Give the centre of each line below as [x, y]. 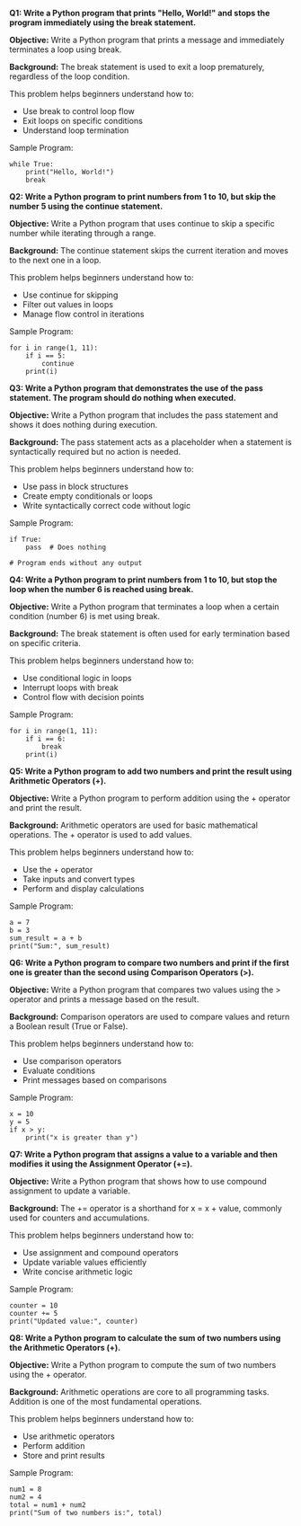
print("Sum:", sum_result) [60, 946]
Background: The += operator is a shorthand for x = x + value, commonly [146, 1208]
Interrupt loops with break [70, 688]
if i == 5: [46, 356]
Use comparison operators [72, 1061]
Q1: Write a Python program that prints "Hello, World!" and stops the [140, 13]
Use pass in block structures [75, 486]
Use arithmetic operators [68, 1436]
